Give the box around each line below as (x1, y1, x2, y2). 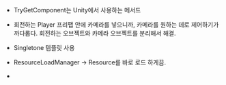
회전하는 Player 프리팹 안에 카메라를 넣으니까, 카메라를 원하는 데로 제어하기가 (13, 21, 219, 29)
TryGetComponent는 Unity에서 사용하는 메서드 (13, 6, 141, 14)
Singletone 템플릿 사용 (13, 44, 75, 51)
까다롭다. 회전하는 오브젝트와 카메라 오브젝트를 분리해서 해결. (13, 29, 176, 37)
